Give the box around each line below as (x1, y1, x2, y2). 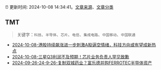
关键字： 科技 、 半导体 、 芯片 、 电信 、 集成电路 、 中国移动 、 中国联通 (16, 32, 136, 37)
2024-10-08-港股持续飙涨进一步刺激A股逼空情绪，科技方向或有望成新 (12, 42, 152, 47)
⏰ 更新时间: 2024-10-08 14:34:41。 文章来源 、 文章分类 (5, 4, 114, 10)
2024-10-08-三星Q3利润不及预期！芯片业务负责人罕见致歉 (12, 54, 129, 59)
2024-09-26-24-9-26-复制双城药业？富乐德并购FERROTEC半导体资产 (12, 59, 152, 66)
